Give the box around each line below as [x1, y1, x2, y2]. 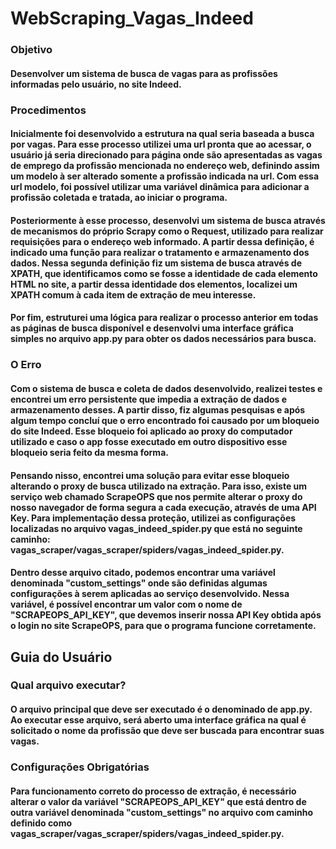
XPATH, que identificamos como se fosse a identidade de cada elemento [10, 267, 318, 279]
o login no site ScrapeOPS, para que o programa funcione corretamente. [10, 620, 317, 632]
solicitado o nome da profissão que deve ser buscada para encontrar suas [10, 725, 325, 737]
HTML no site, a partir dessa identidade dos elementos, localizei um [10, 278, 298, 290]
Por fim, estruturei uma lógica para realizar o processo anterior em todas [10, 312, 319, 324]
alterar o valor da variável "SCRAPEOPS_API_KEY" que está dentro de [10, 795, 307, 807]
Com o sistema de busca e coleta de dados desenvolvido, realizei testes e [10, 382, 323, 394]
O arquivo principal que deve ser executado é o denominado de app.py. [10, 703, 313, 716]
